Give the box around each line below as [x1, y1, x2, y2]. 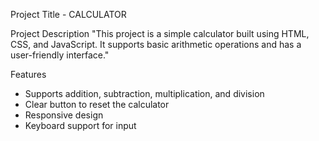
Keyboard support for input [24, 120, 137, 131]
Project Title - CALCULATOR [10, 9, 127, 20]
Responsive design [24, 109, 104, 121]
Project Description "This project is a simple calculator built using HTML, [10, 28, 310, 39]
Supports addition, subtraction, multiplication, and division [24, 88, 265, 99]
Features [10, 69, 47, 80]
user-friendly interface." [10, 49, 110, 61]
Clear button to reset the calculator [24, 99, 170, 110]
